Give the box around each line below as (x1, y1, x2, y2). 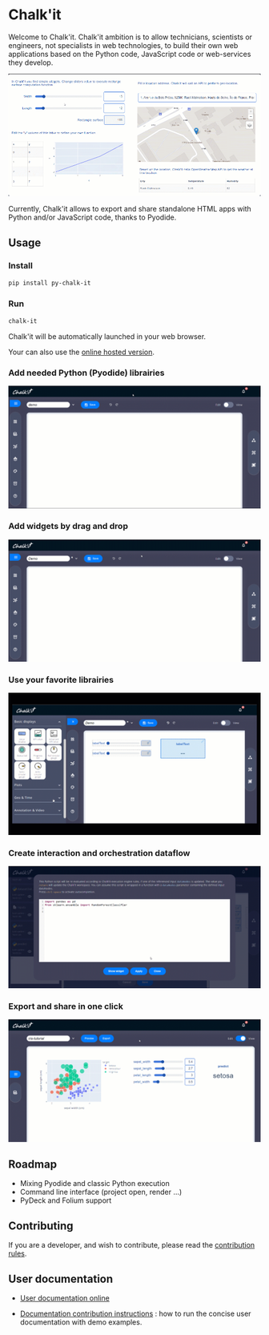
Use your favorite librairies (8, 674, 114, 685)
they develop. (8, 58, 54, 67)
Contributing (8, 1219, 74, 1232)
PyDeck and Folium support (19, 1196, 112, 1205)
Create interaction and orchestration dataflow (8, 847, 191, 858)
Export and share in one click (8, 1001, 124, 1012)
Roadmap (8, 1157, 58, 1171)
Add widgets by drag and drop (8, 521, 128, 532)
